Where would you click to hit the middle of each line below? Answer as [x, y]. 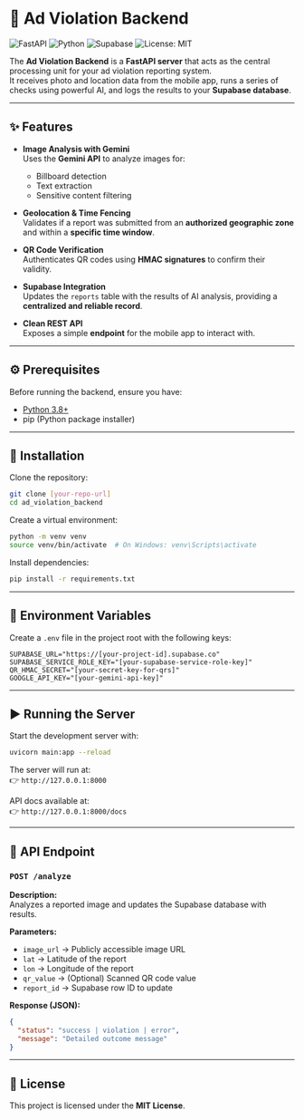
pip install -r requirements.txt [72, 579]
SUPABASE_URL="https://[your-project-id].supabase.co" [115, 654]
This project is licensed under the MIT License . [97, 1106]
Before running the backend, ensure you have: [96, 391]
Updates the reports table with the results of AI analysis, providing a [150, 296]
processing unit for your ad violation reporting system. [111, 71]
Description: [33, 894]
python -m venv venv [48, 537]
